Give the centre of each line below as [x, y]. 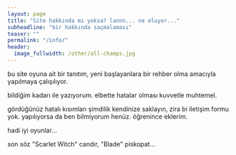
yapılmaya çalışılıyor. [38, 81]
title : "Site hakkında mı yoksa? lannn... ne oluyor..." [94, 21]
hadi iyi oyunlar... [32, 130]
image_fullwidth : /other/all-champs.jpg [75, 54]
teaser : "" [24, 34]
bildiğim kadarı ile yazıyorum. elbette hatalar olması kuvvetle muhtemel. [112, 95]
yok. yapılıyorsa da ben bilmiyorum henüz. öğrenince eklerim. [97, 116]
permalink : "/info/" [38, 41]
